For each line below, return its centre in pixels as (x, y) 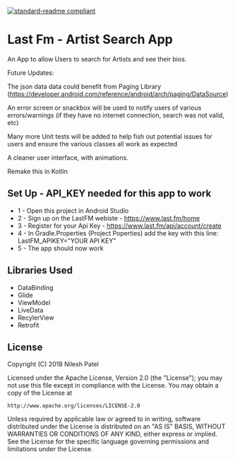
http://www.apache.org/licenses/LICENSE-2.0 (74, 406)
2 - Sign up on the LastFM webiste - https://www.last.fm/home (109, 218)
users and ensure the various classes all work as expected (92, 144)
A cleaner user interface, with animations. (68, 157)
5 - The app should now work (60, 248)
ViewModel (34, 302)
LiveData (30, 310)
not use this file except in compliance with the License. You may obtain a (113, 385)
